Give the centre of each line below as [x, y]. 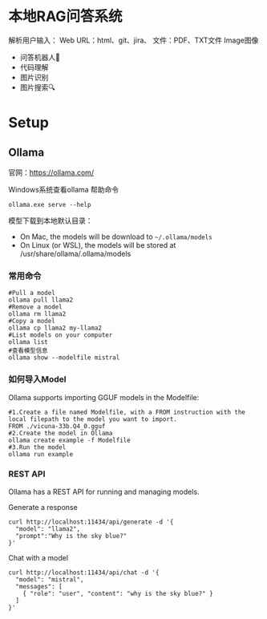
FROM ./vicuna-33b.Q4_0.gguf [57, 426]
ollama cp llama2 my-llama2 [55, 328]
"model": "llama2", [48, 529]
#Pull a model [32, 293]
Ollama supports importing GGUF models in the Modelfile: [104, 397]
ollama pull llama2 [41, 300]
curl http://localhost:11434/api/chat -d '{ [84, 572]
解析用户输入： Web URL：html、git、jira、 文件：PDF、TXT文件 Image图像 [133, 40]
